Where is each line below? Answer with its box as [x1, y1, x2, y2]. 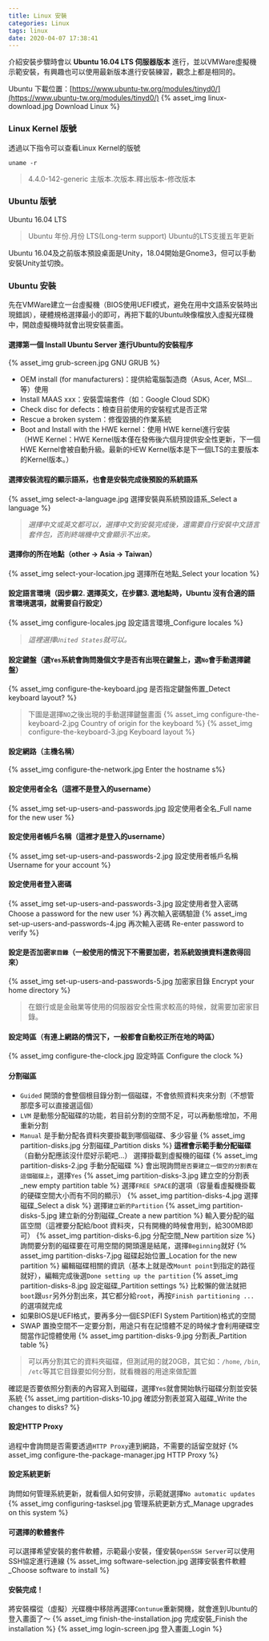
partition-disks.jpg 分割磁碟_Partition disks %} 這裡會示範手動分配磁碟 [19, 1140, 252, 1150]
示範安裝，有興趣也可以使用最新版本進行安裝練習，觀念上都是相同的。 [8, 67, 240, 77]
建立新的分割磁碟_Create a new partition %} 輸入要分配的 [58, 1211, 248, 1220]
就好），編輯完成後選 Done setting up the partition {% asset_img [19, 1271, 239, 1280]
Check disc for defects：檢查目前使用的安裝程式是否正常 [19, 405, 208, 414]
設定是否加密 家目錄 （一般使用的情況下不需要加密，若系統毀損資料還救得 [8, 947, 244, 957]
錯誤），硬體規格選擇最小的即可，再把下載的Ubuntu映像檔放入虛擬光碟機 [14, 310, 254, 320]
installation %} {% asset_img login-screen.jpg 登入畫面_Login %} [8, 1624, 223, 1634]
